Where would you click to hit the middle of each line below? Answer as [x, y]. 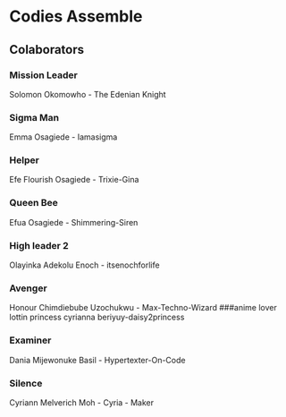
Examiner [30, 340]
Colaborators [47, 50]
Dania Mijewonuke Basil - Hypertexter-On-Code [97, 360]
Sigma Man [34, 117]
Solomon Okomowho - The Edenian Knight [88, 94]
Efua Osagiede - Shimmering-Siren [74, 222]
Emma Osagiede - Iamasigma [63, 137]
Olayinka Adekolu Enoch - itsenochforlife [84, 265]
